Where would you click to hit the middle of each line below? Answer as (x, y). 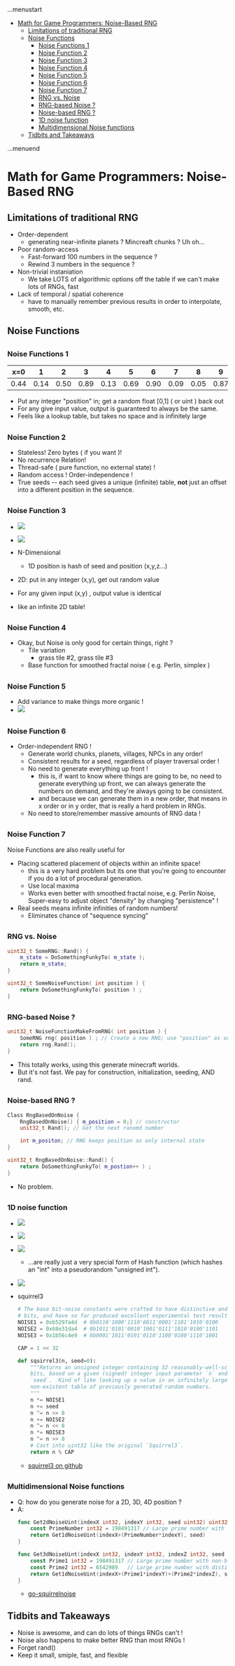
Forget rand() (36, 1648)
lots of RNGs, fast (53, 287)
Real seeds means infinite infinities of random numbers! (98, 908)
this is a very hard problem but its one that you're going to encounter (127, 871)
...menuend (24, 148)
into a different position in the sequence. (76, 489)
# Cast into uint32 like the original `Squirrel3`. (107, 1446)
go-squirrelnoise (52, 1594)
